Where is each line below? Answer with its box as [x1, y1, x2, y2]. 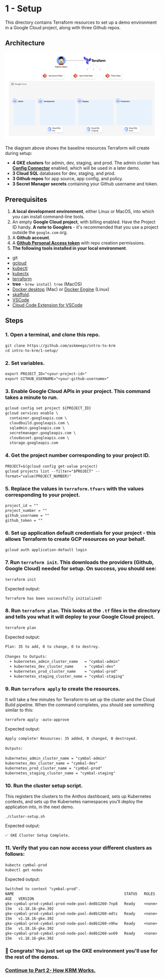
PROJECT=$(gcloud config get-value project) [5, 464, 98, 469]
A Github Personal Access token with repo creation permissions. [12, 240, 145, 246]
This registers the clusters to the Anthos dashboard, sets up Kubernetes [5, 793, 151, 799]
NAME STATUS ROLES [5, 891, 155, 896]
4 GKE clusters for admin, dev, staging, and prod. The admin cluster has [12, 160, 160, 166]
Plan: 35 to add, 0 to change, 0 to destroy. [5, 644, 100, 649]
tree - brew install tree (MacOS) [12, 281, 82, 287]
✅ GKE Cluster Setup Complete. [5, 833, 70, 838]
